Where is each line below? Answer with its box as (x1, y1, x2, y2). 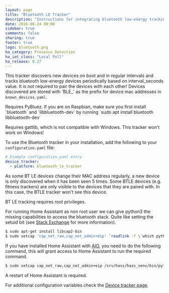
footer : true (5, 40, 33, 45)
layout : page (5, 7, 33, 13)
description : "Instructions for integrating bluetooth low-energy (5, 17, 147, 22)
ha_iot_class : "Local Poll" (5, 54, 64, 59)
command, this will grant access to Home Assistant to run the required (5, 248, 151, 254)
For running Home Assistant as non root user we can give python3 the (5, 208, 151, 214)
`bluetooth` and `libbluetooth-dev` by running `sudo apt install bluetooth (5, 109, 153, 115)
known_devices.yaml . (5, 94, 47, 100)
